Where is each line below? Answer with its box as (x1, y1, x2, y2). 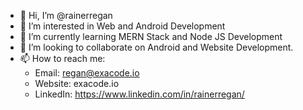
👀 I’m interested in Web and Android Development (19, 20, 226, 32)
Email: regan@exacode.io (34, 67, 140, 79)
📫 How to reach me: (19, 53, 106, 64)
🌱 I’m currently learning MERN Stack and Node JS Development (19, 31, 283, 42)
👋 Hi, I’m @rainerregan (19, 10, 113, 21)
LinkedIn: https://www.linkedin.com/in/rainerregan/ (34, 88, 245, 100)
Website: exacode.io (34, 78, 120, 89)
